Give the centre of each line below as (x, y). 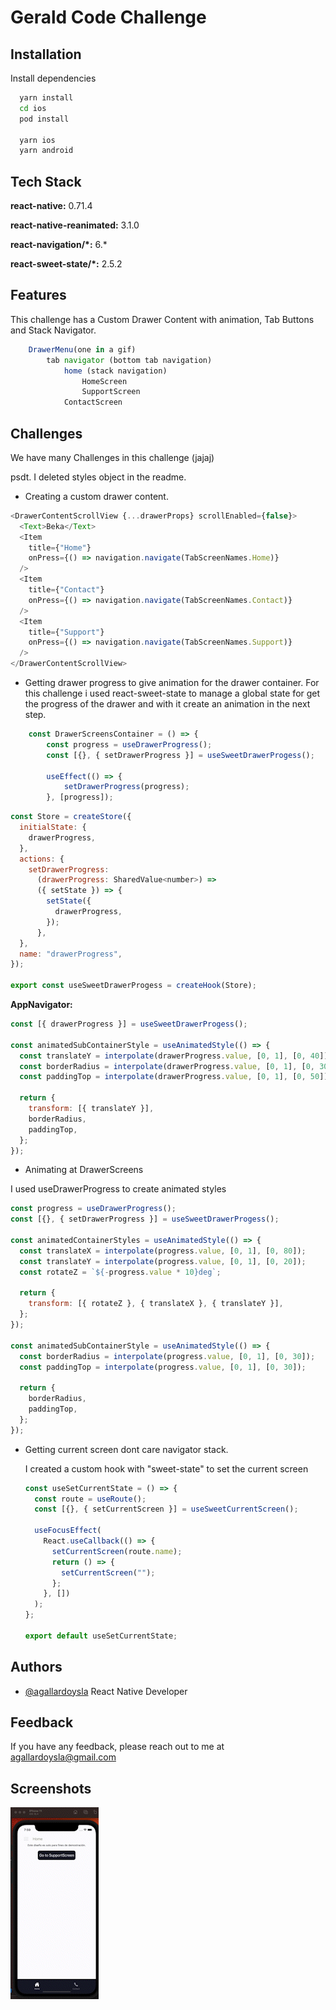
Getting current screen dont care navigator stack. (126, 1449)
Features (38, 295)
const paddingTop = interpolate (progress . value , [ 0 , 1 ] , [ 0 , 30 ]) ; (163, 1367)
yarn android (46, 151)
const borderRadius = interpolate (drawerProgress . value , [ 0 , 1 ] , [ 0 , (167, 1066)
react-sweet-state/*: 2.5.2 (66, 264)
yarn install (46, 98)
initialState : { (53, 827)
